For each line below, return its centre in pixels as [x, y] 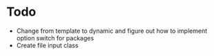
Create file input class [47, 45]
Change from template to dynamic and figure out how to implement [112, 31]
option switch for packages [55, 38]
